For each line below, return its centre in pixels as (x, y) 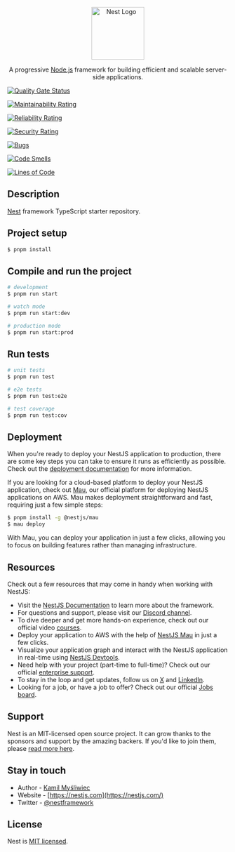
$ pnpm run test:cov (38, 415)
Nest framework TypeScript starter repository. (74, 211)
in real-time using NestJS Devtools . (69, 657)
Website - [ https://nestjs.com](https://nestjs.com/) (90, 795)
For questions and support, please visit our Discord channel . (105, 613)
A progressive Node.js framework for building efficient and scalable (107, 69)
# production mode (34, 326)
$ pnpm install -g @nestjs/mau (53, 518)
